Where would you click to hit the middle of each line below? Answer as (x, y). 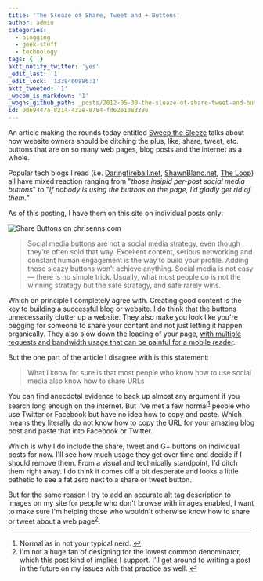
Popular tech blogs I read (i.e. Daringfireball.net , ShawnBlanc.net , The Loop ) (131, 173)
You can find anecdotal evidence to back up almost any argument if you (124, 396)
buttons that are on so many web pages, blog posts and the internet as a (125, 149)
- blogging (33, 37)
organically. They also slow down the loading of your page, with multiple (124, 334)
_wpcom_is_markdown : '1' (49, 96)
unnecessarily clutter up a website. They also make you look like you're (123, 317)
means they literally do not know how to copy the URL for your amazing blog (131, 422)
